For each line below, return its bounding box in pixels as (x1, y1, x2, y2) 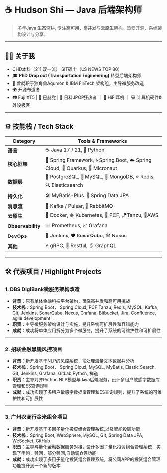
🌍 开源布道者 (12, 86, 40, 92)
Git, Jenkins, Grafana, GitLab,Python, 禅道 (12, 370, 98, 376)
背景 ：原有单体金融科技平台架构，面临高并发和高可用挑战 (12, 298, 130, 304)
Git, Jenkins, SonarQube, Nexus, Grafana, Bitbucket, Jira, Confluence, (12, 310, 156, 316)
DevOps (7, 233, 27, 239)
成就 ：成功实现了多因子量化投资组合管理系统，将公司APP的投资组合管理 (12, 456, 161, 462)
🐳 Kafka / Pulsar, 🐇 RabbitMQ (45, 202, 113, 209)
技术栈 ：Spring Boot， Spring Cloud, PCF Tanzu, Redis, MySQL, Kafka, (12, 304, 158, 310)
